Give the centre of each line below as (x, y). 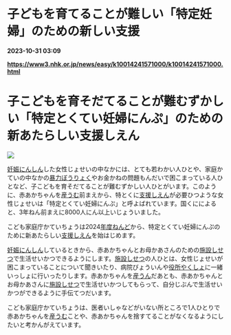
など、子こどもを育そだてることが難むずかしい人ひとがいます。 (103, 186)
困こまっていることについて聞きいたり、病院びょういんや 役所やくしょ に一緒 (115, 267)
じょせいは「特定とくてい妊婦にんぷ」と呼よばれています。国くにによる (114, 203)
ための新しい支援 (92, 31)
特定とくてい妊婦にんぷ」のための (127, 119)
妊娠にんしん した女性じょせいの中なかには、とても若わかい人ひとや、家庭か (115, 169)
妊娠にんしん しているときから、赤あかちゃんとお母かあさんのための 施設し (112, 250)
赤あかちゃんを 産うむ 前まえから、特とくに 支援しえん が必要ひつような (118, 195)
